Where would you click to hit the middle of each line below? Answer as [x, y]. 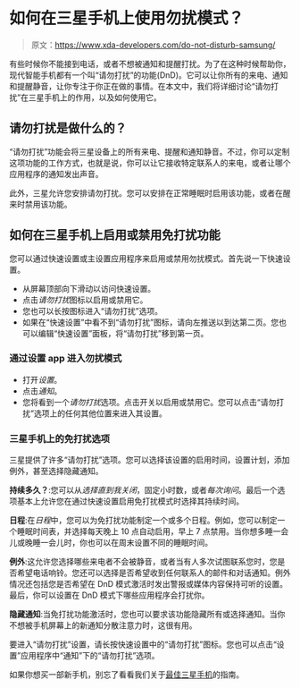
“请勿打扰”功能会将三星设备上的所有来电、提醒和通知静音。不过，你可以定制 [150, 151]
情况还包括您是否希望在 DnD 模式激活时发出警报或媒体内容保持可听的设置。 [149, 584]
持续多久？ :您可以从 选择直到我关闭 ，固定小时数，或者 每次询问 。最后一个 [144, 490]
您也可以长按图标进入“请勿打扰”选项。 [92, 310]
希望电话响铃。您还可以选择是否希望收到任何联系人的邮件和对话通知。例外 [154, 573]
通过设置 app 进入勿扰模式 [66, 359]
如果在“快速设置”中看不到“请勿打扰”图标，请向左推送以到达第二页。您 [150, 322]
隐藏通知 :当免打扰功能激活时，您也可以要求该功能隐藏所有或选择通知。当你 [147, 615]
